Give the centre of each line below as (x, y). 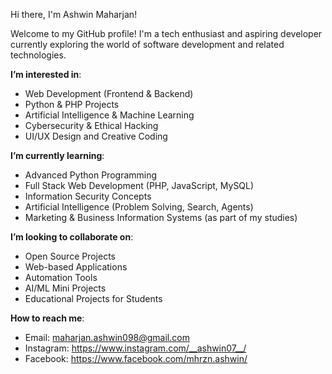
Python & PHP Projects (72, 104)
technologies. (38, 55)
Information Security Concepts (88, 196)
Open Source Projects (70, 256)
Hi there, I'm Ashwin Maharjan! (74, 14)
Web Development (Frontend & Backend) (109, 93)
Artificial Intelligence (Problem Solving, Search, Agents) (139, 207)
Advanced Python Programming (91, 175)
